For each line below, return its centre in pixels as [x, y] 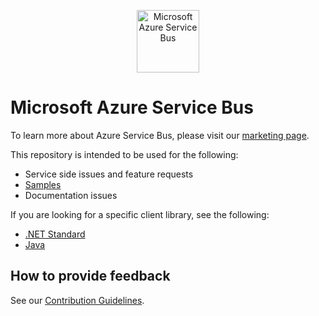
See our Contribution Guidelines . [77, 300]
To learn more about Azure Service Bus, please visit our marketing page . [160, 135]
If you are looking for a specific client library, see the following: [140, 214]
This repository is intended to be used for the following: [124, 154]
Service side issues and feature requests [109, 174]
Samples [43, 184]
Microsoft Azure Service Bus [132, 107]
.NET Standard [55, 234]
